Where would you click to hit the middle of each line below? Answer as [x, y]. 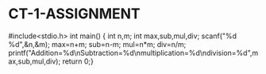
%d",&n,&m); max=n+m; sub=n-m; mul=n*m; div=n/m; [97, 44]
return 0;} [78, 61]
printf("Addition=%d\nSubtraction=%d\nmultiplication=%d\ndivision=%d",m [133, 53]
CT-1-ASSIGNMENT [74, 14]
